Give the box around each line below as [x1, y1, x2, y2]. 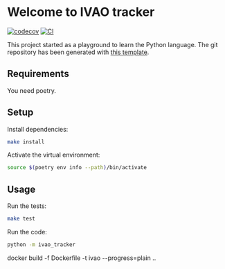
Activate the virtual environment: [7, 150, 100, 159]
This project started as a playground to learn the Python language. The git [7, 40, 218, 49]
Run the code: [7, 228, 47, 236]
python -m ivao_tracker [7, 241, 76, 248]
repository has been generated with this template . [7, 48, 150, 56]
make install [7, 138, 45, 146]
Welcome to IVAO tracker [7, 4, 155, 20]
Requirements [7, 68, 69, 80]
